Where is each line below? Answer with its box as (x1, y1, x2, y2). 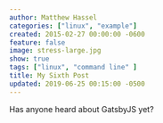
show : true (9, 54, 50, 63)
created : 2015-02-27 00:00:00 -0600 (9, 29, 145, 38)
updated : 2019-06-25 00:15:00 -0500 (9, 79, 145, 88)
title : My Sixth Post (9, 71, 90, 80)
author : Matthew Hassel (9, 12, 98, 22)
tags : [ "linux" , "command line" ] (9, 63, 138, 72)
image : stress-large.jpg (9, 46, 102, 55)
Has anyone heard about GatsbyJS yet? (9, 103, 154, 114)
